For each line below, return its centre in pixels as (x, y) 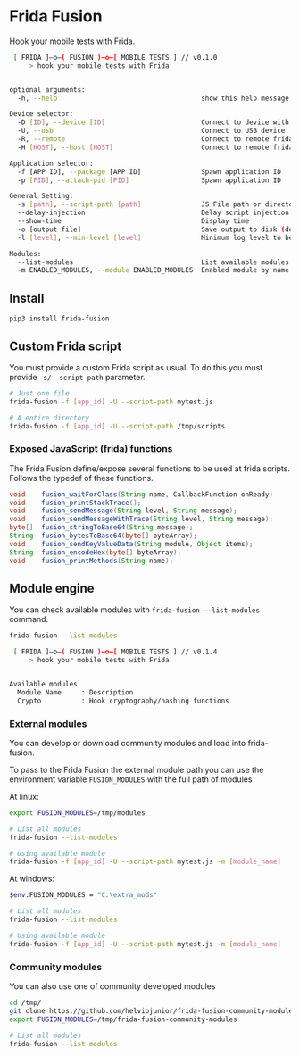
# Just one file (39, 393)
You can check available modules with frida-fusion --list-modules (135, 610)
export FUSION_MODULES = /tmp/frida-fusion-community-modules (124, 1019)
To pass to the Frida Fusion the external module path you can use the (137, 769)
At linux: (24, 796)
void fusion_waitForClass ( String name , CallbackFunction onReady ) (142, 494)
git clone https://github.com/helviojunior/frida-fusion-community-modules (153, 1010)
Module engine (52, 588)
